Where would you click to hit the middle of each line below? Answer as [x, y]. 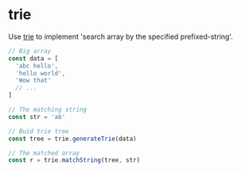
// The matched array [44, 153]
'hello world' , [41, 73]
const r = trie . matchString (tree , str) [74, 160]
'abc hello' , [37, 66]
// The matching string [48, 110]
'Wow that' [33, 81]
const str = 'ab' [37, 117]
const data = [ [33, 58]
